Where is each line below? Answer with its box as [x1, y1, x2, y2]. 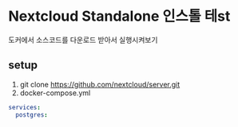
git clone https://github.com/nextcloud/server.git [19, 79, 180, 89]
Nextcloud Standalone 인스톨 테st [8, 7, 231, 25]
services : [8, 103, 42, 111]
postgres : [15, 110, 48, 119]
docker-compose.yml [19, 88, 91, 98]
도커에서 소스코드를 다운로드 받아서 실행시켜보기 [8, 35, 158, 44]
